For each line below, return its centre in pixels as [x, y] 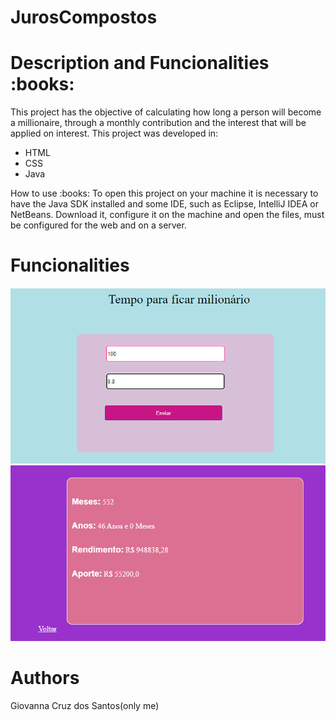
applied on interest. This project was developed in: [114, 133]
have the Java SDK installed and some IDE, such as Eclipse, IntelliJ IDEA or [164, 204]
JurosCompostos [84, 17]
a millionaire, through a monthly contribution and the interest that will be [158, 123]
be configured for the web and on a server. [98, 225]
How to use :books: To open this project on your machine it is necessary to [164, 193]
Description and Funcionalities [140, 63]
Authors [45, 678]
